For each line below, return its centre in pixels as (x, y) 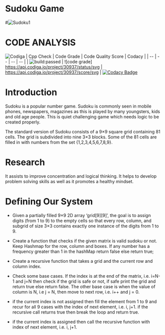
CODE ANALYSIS (40, 43)
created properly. (23, 122)
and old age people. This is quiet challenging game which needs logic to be (82, 116)
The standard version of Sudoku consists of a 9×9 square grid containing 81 (83, 131)
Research (25, 162)
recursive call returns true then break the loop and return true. (76, 312)
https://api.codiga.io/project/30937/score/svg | (53, 72)
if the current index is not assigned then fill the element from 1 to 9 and (84, 301)
